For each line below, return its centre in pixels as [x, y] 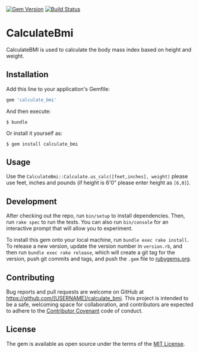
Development [32, 201]
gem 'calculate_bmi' [32, 100]
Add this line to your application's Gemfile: [58, 89]
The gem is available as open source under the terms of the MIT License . [96, 343]
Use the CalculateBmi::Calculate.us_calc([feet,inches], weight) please [97, 176]
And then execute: [29, 111]
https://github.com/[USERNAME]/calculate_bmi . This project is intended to [97, 298]
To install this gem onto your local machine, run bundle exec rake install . [97, 240]
